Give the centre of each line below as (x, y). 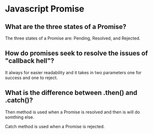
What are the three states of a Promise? (66, 27)
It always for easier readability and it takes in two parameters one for (73, 72)
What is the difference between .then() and (71, 93)
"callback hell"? (30, 61)
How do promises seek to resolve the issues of (76, 53)
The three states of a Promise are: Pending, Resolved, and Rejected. (73, 38)
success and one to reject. (31, 78)
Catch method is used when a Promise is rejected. (55, 126)
